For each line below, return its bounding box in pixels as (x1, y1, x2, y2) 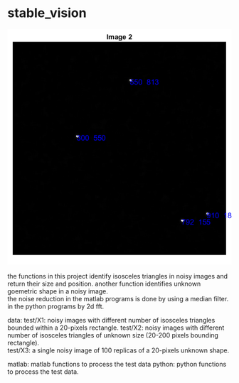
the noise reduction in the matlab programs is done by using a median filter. (7, 294, 229, 303)
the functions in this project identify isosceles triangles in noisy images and (7, 271, 228, 280)
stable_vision (7, 5, 87, 21)
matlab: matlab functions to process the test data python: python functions (7, 360, 227, 368)
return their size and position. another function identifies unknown (7, 279, 201, 288)
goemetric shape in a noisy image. (7, 286, 109, 296)
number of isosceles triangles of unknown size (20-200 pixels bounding (7, 330, 219, 339)
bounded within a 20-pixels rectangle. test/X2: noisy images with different (7, 323, 225, 332)
